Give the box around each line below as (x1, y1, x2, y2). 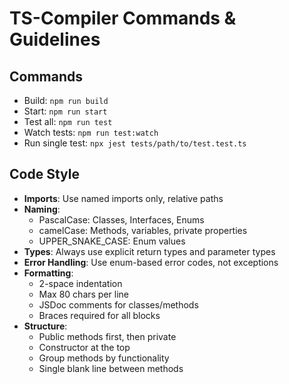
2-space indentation (38, 277, 123, 289)
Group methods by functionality (38, 352, 170, 364)
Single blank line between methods (38, 362, 184, 374)
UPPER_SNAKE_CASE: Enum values (38, 235, 186, 247)
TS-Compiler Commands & (9, 7, 237, 30)
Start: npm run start (23, 105, 108, 117)
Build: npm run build (23, 95, 109, 106)
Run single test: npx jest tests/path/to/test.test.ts (23, 137, 247, 149)
